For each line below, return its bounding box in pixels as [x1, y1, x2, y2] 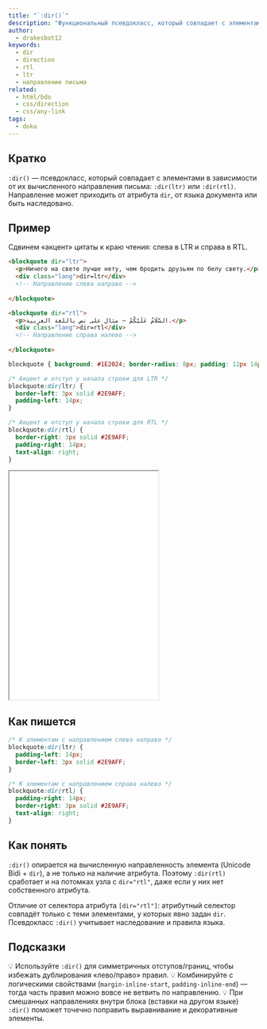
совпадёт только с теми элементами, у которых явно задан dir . [8, 909, 226, 919]
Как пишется [8, 714, 76, 728]
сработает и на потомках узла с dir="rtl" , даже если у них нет [8, 876, 224, 886]
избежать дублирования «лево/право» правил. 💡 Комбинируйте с [8, 970, 234, 980]
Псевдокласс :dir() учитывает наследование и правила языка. [8, 917, 226, 926]
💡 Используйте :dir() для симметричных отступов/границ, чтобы [8, 961, 234, 971]
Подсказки [8, 941, 66, 954]
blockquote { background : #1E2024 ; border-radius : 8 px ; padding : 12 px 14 [8, 360, 258, 368]
